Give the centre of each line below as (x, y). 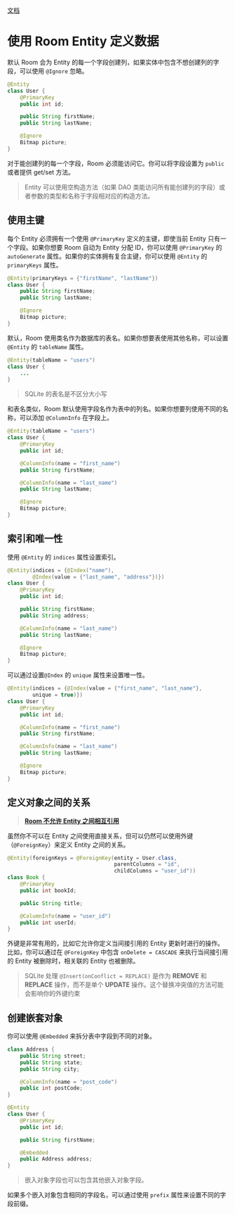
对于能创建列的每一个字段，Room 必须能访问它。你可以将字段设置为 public (116, 163)
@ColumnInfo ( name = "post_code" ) (69, 1082)
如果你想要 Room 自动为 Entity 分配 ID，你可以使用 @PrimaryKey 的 (127, 247)
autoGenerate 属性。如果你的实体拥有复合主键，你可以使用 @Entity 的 (107, 256)
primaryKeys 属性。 (35, 265)
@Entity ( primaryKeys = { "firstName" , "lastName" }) (83, 278)
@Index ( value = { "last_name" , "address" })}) (99, 577)
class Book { (26, 878)
